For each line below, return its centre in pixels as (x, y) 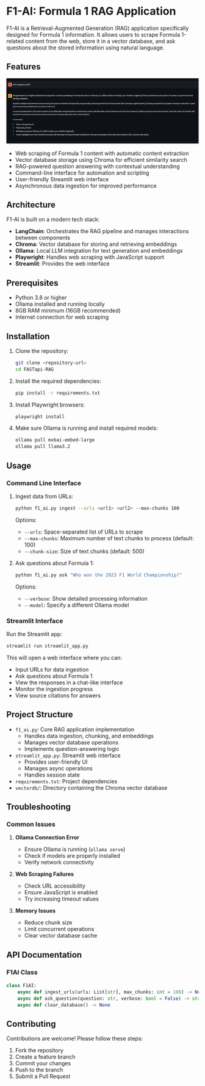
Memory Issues (35, 911)
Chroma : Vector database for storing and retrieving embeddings (96, 244)
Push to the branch (39, 1070)
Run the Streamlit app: (34, 634)
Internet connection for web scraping (62, 317)
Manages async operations (58, 768)
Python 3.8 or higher (41, 298)
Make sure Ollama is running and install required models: (87, 428)
